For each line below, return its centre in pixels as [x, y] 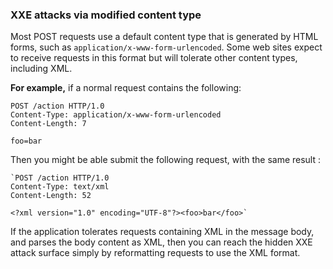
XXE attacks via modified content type [106, 15]
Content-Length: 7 [48, 124]
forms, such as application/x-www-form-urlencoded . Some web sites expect [166, 47]
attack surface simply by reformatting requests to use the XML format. [155, 253]
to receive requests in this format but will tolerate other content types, [154, 58]
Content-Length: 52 [51, 196]
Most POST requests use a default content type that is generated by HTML [164, 37]
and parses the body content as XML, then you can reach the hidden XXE [161, 242]
